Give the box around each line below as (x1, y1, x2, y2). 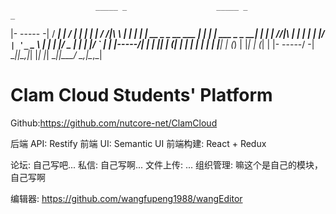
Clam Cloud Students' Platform (10, 84, 273, 107)
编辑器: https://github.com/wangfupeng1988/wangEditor (10, 192, 243, 204)
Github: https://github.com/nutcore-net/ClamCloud (10, 117, 218, 129)
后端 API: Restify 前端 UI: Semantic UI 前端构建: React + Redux (10, 137, 267, 149)
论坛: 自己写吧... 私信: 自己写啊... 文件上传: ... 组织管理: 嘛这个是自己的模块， (10, 158, 323, 171)
